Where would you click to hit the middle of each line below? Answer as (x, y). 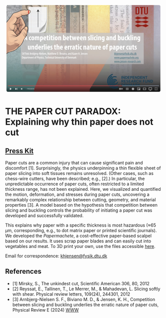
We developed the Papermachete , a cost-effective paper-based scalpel (79, 236)
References (23, 272)
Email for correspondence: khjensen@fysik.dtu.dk (56, 256)
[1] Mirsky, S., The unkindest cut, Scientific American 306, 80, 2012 (81, 283)
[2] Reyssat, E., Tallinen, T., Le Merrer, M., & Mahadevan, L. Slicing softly (86, 289)
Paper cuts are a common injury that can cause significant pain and (74, 162)
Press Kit (19, 151)
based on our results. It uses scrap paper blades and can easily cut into (78, 241)
